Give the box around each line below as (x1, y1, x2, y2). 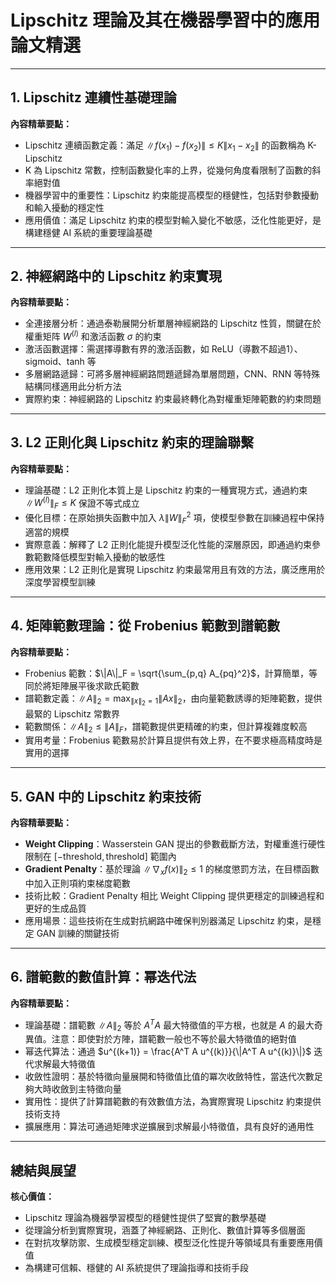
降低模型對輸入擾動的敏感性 (51, 551, 166, 563)
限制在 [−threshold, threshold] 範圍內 (24, 851, 177, 863)
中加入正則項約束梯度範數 (24, 877, 131, 890)
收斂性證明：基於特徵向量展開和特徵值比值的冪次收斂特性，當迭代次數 (24, 1071, 315, 1083)
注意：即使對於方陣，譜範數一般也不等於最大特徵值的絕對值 (51, 1033, 297, 1045)
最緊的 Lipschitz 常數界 (24, 707, 120, 720)
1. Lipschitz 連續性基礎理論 (10, 89, 177, 106)
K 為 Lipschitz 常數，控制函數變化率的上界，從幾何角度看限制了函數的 (24, 164, 313, 176)
